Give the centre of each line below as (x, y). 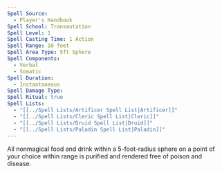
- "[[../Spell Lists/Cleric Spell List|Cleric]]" (86, 116)
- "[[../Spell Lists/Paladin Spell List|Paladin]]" (90, 129)
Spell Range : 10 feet (38, 46)
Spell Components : (34, 59)
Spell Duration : (30, 78)
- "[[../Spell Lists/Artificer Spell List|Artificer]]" (95, 110)
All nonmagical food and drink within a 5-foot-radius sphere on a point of (111, 149)
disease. (19, 164)
